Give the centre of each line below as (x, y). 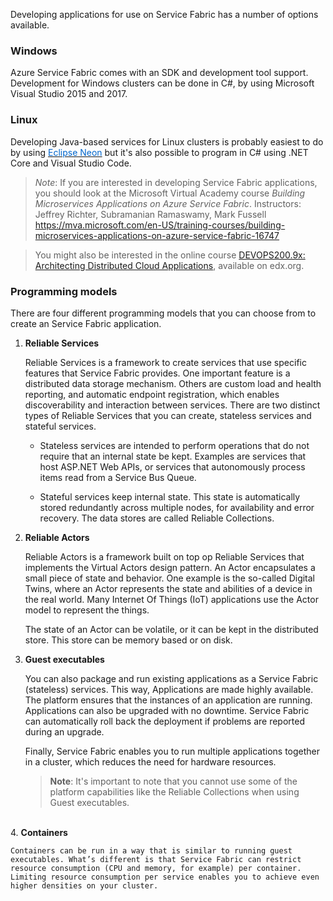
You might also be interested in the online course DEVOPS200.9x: (170, 255)
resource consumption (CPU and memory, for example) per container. (156, 868)
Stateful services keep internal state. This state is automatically (170, 496)
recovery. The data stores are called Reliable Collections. (157, 518)
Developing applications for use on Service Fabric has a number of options (164, 14)
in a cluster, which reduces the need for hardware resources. (150, 761)
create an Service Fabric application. (86, 323)
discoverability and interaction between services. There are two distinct (172, 405)
